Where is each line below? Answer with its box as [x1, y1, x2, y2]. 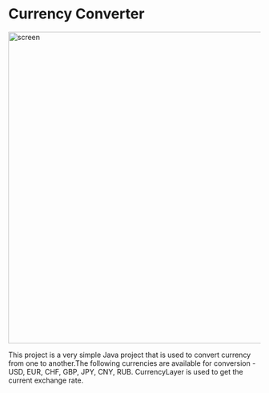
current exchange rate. [8, 375, 84, 385]
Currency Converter [8, 5, 145, 23]
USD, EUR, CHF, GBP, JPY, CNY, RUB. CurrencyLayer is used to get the [8, 367, 243, 376]
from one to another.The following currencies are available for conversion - [8, 358, 256, 368]
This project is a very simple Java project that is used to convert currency [8, 350, 251, 359]
